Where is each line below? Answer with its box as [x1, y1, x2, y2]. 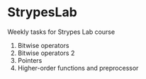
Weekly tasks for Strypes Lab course [7, 28, 116, 36]
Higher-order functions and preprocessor [17, 63, 139, 72]
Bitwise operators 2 [17, 49, 75, 57]
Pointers [17, 56, 43, 64]
